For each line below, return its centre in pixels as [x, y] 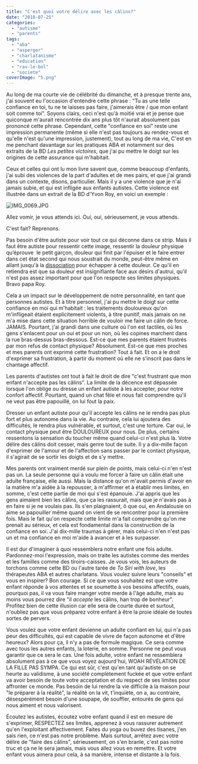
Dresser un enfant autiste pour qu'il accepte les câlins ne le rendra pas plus [98, 413]
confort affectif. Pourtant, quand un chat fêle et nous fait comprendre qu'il [96, 395]
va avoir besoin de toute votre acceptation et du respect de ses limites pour [98, 680]
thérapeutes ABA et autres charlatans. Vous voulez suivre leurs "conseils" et [99, 574]
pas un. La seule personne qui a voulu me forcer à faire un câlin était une [95, 475]
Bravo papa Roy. [26, 284]
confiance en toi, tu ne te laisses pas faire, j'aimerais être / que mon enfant [97, 107]
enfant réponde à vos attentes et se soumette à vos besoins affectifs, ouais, [98, 587]
